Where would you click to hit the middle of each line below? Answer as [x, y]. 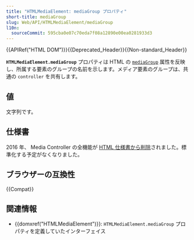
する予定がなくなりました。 [49, 154]
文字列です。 [21, 112]
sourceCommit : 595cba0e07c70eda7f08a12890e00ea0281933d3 [82, 33]
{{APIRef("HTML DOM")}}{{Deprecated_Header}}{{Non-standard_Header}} [97, 50]
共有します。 [66, 76]
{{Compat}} [20, 189]
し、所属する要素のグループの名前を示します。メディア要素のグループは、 [95, 69]
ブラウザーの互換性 [40, 175]
